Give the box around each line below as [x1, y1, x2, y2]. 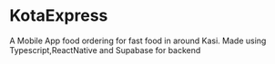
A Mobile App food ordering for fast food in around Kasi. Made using [9, 35, 267, 46]
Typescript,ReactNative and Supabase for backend [9, 44, 201, 55]
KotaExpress [9, 5, 108, 26]
